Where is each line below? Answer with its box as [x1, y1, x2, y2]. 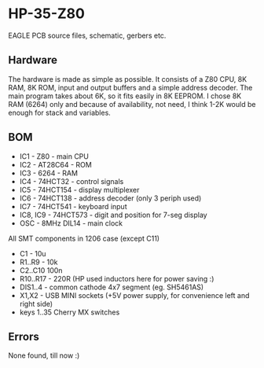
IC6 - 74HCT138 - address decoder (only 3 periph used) [19, 193, 202, 203]
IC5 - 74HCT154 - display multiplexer [19, 185, 140, 194]
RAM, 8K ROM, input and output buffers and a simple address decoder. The [8, 83, 253, 92]
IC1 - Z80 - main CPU [19, 151, 89, 161]
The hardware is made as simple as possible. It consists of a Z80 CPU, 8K [8, 74, 247, 83]
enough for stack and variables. [8, 108, 112, 117]
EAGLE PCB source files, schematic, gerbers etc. [8, 31, 167, 40]
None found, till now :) [8, 351, 80, 360]
